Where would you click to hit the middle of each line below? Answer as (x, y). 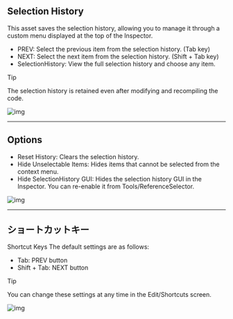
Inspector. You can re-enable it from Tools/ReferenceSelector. (106, 186)
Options (25, 140)
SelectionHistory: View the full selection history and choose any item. (116, 64)
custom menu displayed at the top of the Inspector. (80, 35)
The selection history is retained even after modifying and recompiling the (113, 90)
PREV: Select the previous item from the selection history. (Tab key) (113, 49)
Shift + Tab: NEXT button (53, 268)
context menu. (38, 171)
